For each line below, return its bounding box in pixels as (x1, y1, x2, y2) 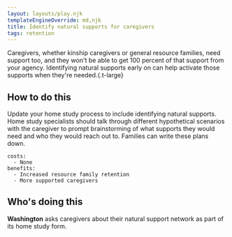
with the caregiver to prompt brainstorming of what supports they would (7, 125, 215, 133)
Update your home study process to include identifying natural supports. (7, 109, 217, 118)
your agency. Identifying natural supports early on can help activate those (7, 63, 220, 72)
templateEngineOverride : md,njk (7, 17, 101, 24)
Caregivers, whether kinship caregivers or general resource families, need (7, 49, 221, 57)
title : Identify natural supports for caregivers (7, 23, 155, 30)
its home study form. (7, 222, 67, 230)
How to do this (7, 91, 71, 103)
